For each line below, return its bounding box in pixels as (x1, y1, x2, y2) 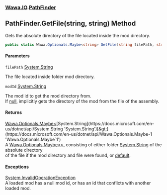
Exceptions (5, 164, 29, 170)
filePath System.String (5, 64, 53, 70)
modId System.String (5, 83, 47, 89)
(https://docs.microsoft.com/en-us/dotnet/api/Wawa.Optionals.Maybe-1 (5, 131, 153, 137)
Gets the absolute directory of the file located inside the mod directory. (5, 32, 151, 38)
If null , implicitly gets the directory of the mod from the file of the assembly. (5, 98, 160, 104)
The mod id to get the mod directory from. (5, 93, 91, 98)
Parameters (5, 53, 30, 59)
